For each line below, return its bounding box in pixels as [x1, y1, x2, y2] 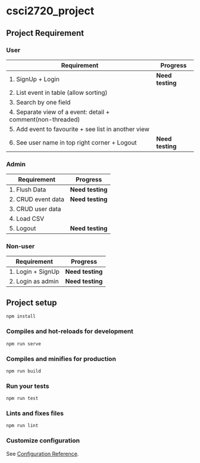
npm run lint [6, 422, 39, 429]
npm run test [6, 396, 39, 402]
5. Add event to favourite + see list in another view [9, 125, 150, 133]
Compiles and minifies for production [6, 354, 116, 363]
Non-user [6, 242, 35, 251]
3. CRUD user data [9, 205, 61, 213]
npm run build [6, 368, 42, 374]
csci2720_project [6, 4, 95, 18]
